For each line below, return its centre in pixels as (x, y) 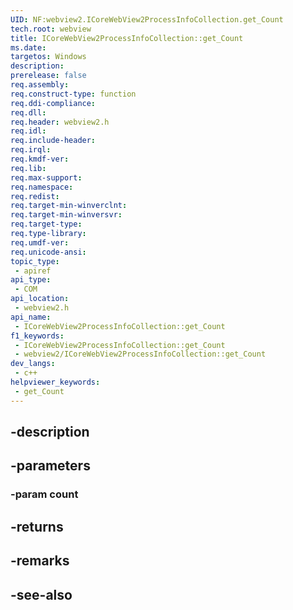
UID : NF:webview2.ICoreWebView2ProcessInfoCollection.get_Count (147, 19)
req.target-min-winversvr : (66, 215)
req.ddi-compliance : (53, 103)
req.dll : (28, 112)
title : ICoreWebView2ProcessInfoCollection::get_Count (127, 38)
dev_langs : (33, 364)
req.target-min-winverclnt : (69, 206)
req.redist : (35, 196)
